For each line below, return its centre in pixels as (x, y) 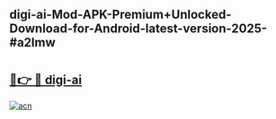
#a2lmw (32, 42)
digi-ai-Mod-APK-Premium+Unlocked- (120, 15)
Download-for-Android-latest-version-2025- (138, 29)
